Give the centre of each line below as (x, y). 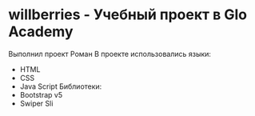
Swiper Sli (36, 103)
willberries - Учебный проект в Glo (128, 15)
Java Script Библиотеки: (61, 86)
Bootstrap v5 (41, 94)
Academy (41, 32)
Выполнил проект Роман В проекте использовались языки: (110, 54)
